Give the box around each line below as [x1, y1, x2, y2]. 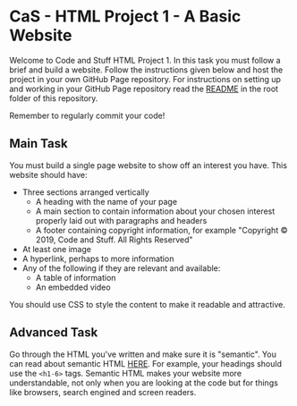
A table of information [35, 272, 116, 283]
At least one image [21, 243, 92, 254]
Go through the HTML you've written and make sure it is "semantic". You [9, 349, 277, 359]
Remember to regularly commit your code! [9, 110, 165, 121]
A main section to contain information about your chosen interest [35, 206, 276, 216]
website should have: [9, 169, 88, 180]
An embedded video [35, 282, 111, 292]
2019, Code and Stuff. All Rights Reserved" [35, 234, 193, 245]
